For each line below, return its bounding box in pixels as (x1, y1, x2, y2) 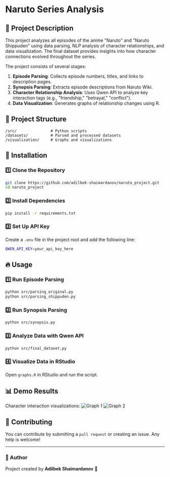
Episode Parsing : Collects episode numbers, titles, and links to (12, 73, 144, 79)
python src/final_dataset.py (5, 346, 67, 351)
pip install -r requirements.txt (5, 211, 76, 216)
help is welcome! (5, 436, 40, 443)
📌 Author (5, 454, 28, 461)
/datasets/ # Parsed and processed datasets (5, 133, 121, 138)
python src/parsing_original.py (5, 289, 73, 294)
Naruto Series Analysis (5, 4, 104, 15)
